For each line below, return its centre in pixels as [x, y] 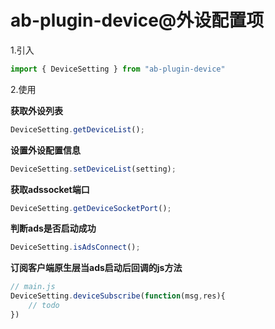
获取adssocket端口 [50, 189]
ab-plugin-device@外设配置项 [137, 20]
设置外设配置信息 [45, 150]
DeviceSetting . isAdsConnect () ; [75, 247]
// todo [44, 306]
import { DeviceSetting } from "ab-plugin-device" [118, 69]
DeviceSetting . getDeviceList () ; [77, 129]
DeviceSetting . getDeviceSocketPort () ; [91, 208]
